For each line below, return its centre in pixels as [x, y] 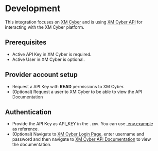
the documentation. [32, 145]
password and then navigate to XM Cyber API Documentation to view [81, 139]
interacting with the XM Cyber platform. [45, 27]
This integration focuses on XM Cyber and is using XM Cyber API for [74, 22]
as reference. [25, 129]
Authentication [28, 112]
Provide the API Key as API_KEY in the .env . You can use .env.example [82, 124]
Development [33, 9]
